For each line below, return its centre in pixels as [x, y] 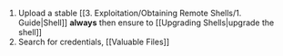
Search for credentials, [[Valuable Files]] [94, 42]
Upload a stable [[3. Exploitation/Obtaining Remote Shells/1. [130, 13]
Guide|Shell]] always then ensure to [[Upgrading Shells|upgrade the [146, 23]
